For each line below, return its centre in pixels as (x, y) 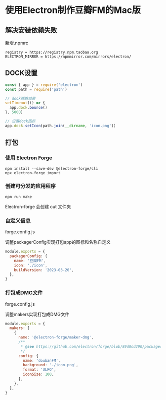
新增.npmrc (17, 43)
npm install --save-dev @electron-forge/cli (52, 168)
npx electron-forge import (33, 173)
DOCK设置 (21, 73)
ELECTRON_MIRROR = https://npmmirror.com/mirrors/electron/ (68, 57)
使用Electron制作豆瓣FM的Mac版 (73, 10)
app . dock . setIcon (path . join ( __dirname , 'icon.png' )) (61, 126)
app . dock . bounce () (29, 108)
